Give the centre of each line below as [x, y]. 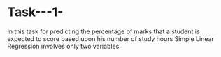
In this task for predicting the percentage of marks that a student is [104, 31]
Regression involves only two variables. [64, 46]
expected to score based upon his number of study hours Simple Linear [111, 38]
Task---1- [35, 12]
